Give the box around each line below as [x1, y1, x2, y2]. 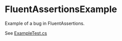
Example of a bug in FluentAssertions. [5, 20, 85, 26]
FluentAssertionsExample [5, 4, 117, 15]
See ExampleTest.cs [5, 30, 47, 36]
